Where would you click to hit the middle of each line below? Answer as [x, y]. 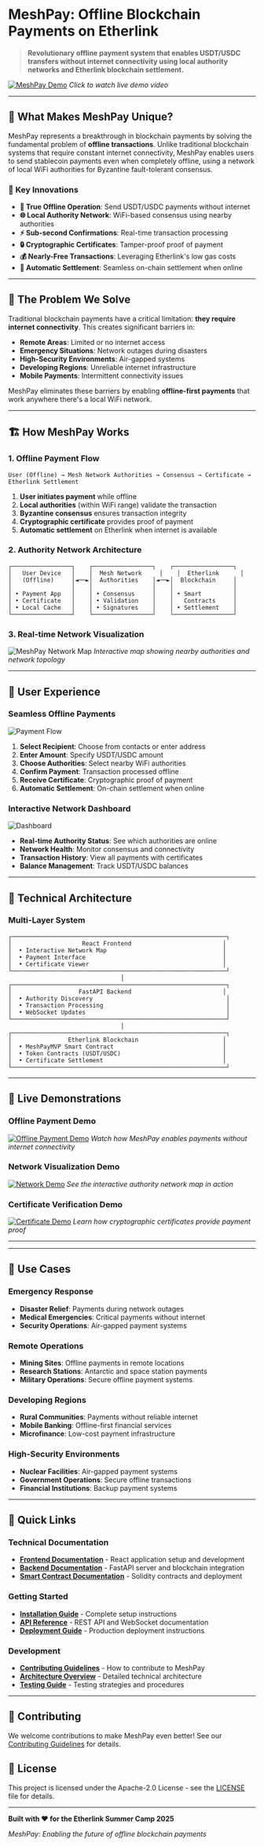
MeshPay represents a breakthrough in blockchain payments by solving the [130, 136]
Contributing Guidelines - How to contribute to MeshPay [112, 1668]
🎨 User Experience [54, 692]
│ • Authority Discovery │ [119, 998]
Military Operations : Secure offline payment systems [106, 1380]
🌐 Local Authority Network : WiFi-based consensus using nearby [125, 215]
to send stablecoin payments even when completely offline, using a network [132, 161]
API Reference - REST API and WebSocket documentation [114, 1622]
